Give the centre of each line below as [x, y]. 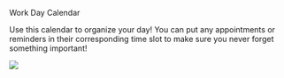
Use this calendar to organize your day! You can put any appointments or [142, 29]
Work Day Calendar [45, 13]
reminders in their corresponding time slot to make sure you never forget [142, 39]
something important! [48, 48]
